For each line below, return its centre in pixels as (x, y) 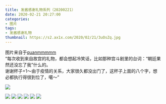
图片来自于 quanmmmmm (31, 52)
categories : (17, 19)
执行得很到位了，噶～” (36, 77)
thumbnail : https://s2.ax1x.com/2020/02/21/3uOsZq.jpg (63, 38)
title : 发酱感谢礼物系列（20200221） (40, 10)
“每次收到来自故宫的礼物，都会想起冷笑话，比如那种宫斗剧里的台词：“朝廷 (81, 58)
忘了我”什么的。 (34, 65)
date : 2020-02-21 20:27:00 (33, 14)
